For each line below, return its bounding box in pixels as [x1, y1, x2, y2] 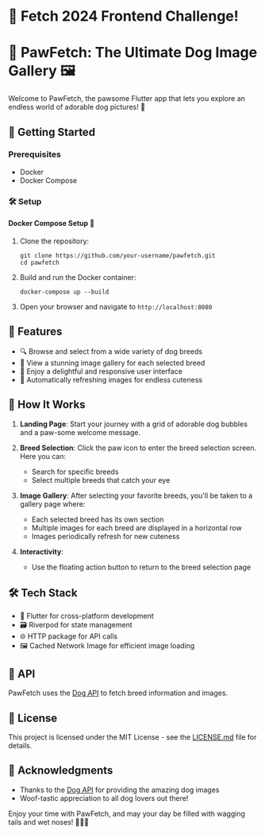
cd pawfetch [19, 258, 60, 266]
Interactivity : [19, 546, 63, 556]
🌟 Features [8, 325, 63, 339]
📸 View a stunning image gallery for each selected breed [19, 358, 205, 367]
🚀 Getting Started [8, 125, 96, 138]
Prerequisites [8, 149, 61, 160]
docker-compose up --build [19, 288, 109, 296]
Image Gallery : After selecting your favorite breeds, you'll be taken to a [19, 491, 253, 500]
